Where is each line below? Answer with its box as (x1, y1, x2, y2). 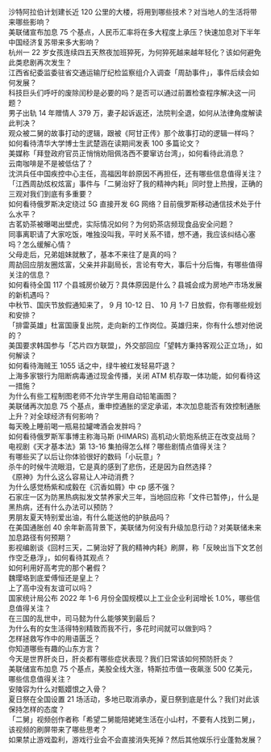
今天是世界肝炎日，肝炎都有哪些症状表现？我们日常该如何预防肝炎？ (8, 654, 235, 663)
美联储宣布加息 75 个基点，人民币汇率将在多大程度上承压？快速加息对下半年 (8, 27, 261, 36)
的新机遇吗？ (8, 290, 51, 299)
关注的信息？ (8, 270, 51, 279)
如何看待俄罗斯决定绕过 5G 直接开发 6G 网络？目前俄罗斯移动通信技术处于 (8, 199, 255, 209)
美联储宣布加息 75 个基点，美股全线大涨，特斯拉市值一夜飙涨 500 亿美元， (8, 664, 256, 674)
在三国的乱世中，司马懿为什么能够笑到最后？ (8, 614, 157, 623)
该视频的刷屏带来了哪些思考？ (8, 725, 107, 734)
